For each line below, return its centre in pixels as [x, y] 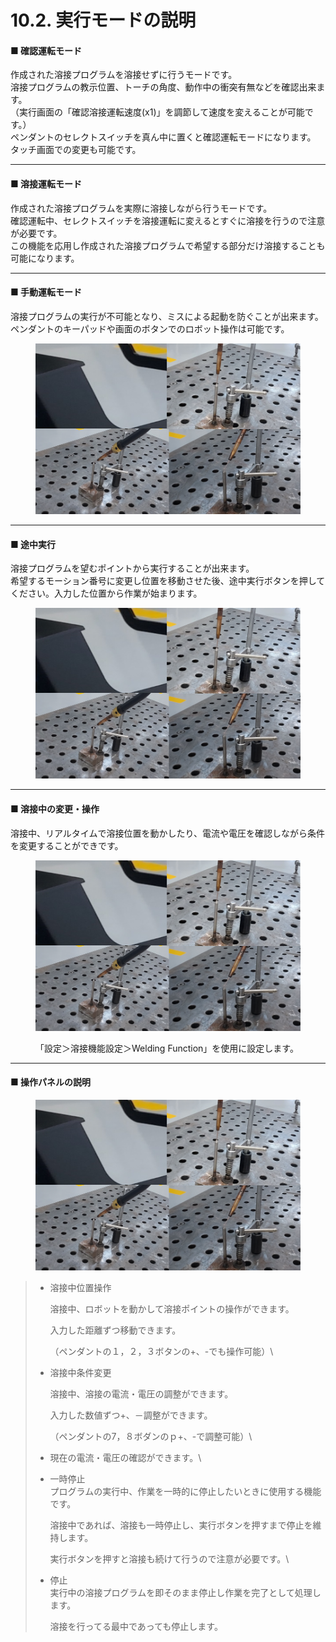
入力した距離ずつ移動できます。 [113, 1330]
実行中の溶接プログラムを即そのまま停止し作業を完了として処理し [185, 1593]
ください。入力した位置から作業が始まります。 [106, 593]
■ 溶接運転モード [46, 183]
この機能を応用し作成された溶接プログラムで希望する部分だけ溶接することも [168, 245]
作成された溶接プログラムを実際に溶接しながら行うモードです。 [141, 208]
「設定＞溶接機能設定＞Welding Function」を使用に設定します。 [167, 1048]
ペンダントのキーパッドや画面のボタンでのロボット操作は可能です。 [150, 328]
